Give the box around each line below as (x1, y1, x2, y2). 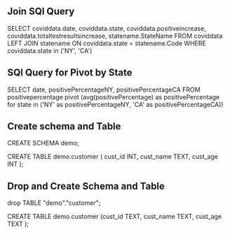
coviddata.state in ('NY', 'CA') (7, 46, 93, 55)
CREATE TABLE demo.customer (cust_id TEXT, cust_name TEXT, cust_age (7, 213, 222, 221)
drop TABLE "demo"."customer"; (7, 199, 101, 207)
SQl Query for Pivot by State (7, 66, 133, 79)
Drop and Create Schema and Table (7, 180, 165, 192)
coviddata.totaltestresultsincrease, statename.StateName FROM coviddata (7, 31, 223, 40)
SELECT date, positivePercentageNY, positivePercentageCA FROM (7, 85, 201, 94)
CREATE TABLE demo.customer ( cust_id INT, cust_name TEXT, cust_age (7, 152, 219, 161)
